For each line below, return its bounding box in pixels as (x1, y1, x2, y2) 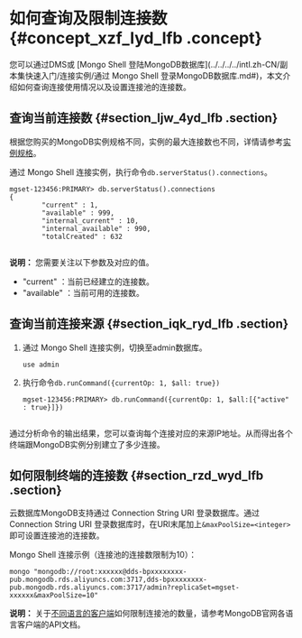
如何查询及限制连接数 (9, 8, 169, 29)
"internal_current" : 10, (41, 216, 140, 226)
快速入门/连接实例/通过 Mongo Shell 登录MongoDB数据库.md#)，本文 (24, 69, 283, 81)
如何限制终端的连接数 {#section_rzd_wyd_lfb (9, 467, 264, 483)
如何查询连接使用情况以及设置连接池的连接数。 (16, 81, 191, 92)
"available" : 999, (41, 208, 115, 217)
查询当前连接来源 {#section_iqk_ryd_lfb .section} (9, 317, 289, 332)
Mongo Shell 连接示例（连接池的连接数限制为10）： (9, 550, 197, 560)
